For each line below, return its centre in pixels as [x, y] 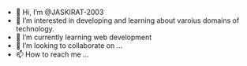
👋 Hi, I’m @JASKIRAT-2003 [60, 12]
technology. [35, 29]
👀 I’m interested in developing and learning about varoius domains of [127, 20]
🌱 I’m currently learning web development [84, 37]
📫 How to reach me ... [52, 54]
